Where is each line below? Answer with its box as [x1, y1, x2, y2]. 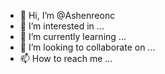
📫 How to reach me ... [19, 53, 113, 64]
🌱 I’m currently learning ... [19, 31, 127, 42]
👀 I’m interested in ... [19, 20, 105, 32]
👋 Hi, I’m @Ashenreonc [19, 10, 116, 21]
